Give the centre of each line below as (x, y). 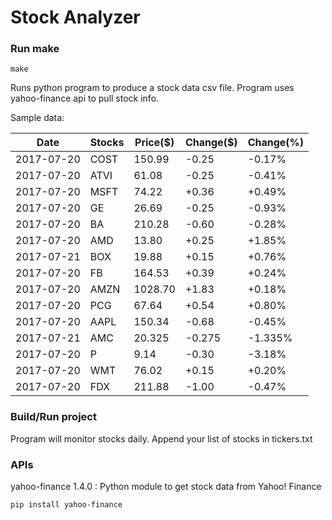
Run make (35, 49)
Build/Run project (53, 417)
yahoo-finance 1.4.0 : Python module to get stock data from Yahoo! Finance (166, 487)
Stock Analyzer (75, 17)
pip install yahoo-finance (66, 505)
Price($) (154, 143)
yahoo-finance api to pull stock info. (85, 98)
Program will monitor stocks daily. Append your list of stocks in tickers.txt (161, 438)
